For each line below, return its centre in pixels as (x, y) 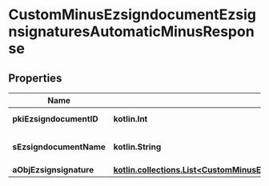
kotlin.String (137, 147)
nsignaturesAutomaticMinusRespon (131, 32)
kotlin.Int (130, 119)
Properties (35, 78)
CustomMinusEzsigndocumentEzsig (132, 15)
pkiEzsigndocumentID (55, 119)
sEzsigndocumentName (59, 147)
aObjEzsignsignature (53, 170)
